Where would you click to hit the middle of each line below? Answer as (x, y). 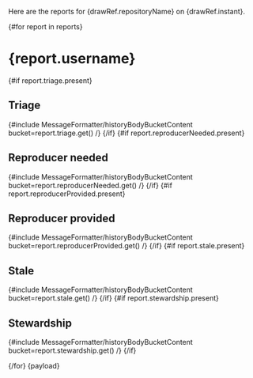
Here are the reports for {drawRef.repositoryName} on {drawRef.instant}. (126, 11)
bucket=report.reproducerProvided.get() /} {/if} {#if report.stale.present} (126, 246)
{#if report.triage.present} (50, 80)
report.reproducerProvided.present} (67, 194)
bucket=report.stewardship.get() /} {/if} (72, 350)
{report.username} (72, 59)
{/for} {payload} (34, 366)
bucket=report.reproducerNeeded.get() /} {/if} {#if (90, 185)
